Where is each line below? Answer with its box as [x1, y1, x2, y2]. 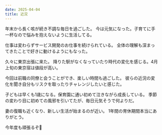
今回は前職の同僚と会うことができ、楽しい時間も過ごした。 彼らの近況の [5, 75, 151, 81]
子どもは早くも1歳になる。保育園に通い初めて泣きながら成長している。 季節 [5, 91, 157, 97]
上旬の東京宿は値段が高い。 [5, 64, 61, 71]
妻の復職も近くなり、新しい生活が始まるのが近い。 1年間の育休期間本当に [5, 108, 153, 114]
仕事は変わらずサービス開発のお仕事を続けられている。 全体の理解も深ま [5, 42, 151, 48]
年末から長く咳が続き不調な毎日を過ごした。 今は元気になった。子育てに [5, 25, 151, 32]
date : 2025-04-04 [5, 7, 40, 12]
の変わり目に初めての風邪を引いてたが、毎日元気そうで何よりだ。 [5, 97, 137, 103]
